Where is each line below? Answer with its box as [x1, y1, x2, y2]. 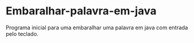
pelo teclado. [5, 30, 39, 37]
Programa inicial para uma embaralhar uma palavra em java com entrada [5, 24, 189, 31]
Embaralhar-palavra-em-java [5, 4, 157, 18]
